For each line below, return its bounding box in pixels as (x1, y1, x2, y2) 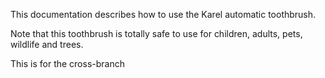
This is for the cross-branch (10, 58, 125, 69)
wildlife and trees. (10, 39, 84, 50)
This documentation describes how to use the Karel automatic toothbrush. (10, 9, 317, 20)
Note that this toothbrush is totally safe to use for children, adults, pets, (10, 28, 303, 39)
